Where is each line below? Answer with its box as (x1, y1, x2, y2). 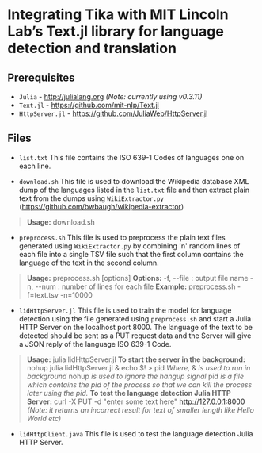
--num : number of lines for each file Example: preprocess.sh (35, 282, 236, 291)
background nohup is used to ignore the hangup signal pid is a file (26, 371, 245, 381)
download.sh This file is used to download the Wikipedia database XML (18, 176, 249, 186)
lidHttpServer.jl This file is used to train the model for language (18, 305, 232, 315)
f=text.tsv (26, 290, 59, 299)
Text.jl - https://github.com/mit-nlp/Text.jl (18, 101, 159, 109)
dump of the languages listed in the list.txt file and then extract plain (18, 185, 250, 194)
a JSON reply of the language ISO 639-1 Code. (18, 339, 172, 348)
